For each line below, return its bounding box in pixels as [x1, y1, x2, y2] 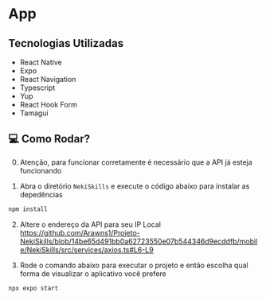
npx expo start [8, 284, 59, 292]
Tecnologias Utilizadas [8, 37, 124, 50]
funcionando [19, 166, 62, 175]
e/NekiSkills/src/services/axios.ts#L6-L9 [19, 244, 154, 255]
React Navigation [19, 75, 76, 84]
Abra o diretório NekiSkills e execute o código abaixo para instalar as [19, 181, 250, 191]
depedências [19, 189, 63, 199]
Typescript [19, 83, 56, 92]
